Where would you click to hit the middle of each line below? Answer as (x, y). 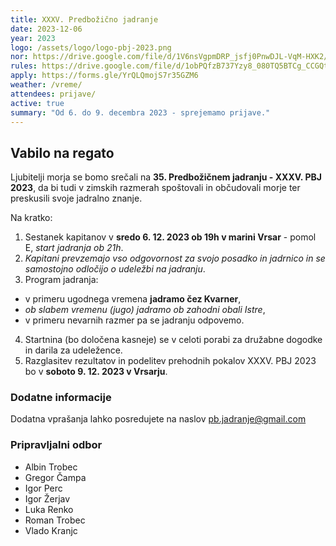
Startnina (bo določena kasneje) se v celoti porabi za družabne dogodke (173, 340)
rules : (24, 66)
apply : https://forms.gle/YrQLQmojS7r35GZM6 (104, 76)
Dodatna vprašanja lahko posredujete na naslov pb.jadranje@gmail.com (158, 419)
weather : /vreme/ (46, 85)
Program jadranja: (61, 280)
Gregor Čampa (55, 477)
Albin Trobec (51, 467)
